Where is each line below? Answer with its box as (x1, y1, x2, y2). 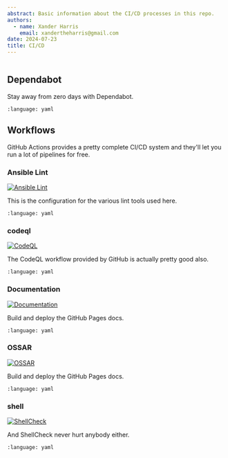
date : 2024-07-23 (7, 36, 57, 43)
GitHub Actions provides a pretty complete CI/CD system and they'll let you (7, 143, 222, 151)
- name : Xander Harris (13, 23, 79, 30)
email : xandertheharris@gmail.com (19, 29, 119, 37)
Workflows (7, 125, 55, 136)
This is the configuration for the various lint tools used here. (7, 196, 178, 205)
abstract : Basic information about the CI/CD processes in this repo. (7, 10, 215, 17)
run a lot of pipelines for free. (7, 150, 91, 158)
